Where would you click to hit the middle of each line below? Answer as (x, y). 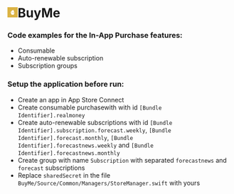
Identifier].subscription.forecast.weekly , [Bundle (95, 130)
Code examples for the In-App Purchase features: (95, 36)
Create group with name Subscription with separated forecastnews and (122, 160)
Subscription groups (48, 66)
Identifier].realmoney (51, 115)
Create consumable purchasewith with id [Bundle (90, 107)
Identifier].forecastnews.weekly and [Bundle (86, 145)
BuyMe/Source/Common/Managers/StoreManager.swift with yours (109, 183)
